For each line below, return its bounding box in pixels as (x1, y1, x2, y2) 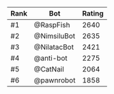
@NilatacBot (33, 42, 74, 52)
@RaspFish (33, 20, 70, 29)
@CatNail (33, 65, 65, 74)
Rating (81, 9, 104, 18)
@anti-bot (33, 54, 68, 63)
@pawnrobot (33, 76, 76, 84)
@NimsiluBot (33, 31, 76, 40)
